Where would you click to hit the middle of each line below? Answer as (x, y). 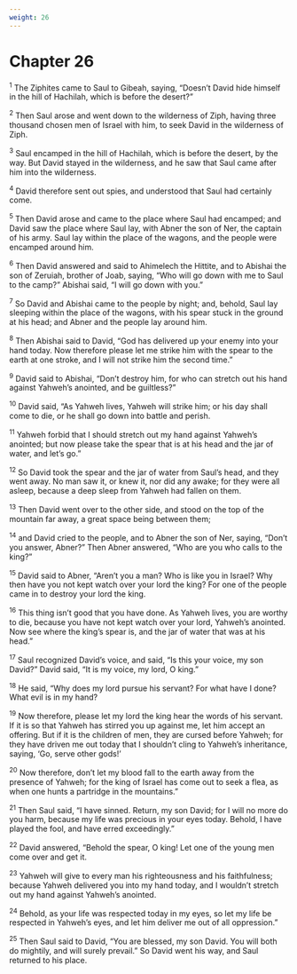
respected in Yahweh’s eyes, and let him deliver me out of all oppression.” (144, 923)
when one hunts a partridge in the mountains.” (94, 791)
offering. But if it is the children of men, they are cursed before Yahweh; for (146, 735)
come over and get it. (48, 857)
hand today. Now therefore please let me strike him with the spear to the (141, 350)
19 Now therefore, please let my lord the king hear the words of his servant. (146, 716)
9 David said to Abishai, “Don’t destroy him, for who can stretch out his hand (148, 377)
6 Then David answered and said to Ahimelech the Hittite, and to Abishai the (148, 265)
